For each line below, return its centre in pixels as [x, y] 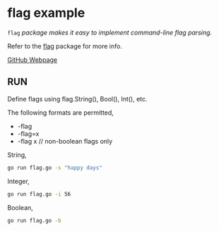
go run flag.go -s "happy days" [55, 168]
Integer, [18, 181]
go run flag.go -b [34, 220]
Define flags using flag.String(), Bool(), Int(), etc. [77, 99]
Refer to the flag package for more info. [65, 46]
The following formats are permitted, [61, 112]
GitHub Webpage [32, 60]
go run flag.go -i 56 [39, 194]
